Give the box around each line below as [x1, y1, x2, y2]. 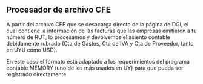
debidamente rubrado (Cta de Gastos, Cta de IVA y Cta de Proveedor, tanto [6, 40, 194, 47]
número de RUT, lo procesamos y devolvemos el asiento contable [6, 33, 171, 41]
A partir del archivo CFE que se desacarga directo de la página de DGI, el [6, 20, 189, 28]
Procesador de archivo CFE [6, 5, 111, 15]
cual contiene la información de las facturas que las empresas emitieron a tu [6, 27, 197, 34]
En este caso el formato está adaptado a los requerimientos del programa [6, 58, 190, 65]
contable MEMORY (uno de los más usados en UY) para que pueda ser [6, 64, 184, 71]
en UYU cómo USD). [6, 46, 58, 53]
